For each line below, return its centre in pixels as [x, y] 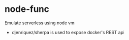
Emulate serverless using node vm [40, 23]
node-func [27, 9]
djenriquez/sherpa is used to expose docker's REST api [68, 32]
